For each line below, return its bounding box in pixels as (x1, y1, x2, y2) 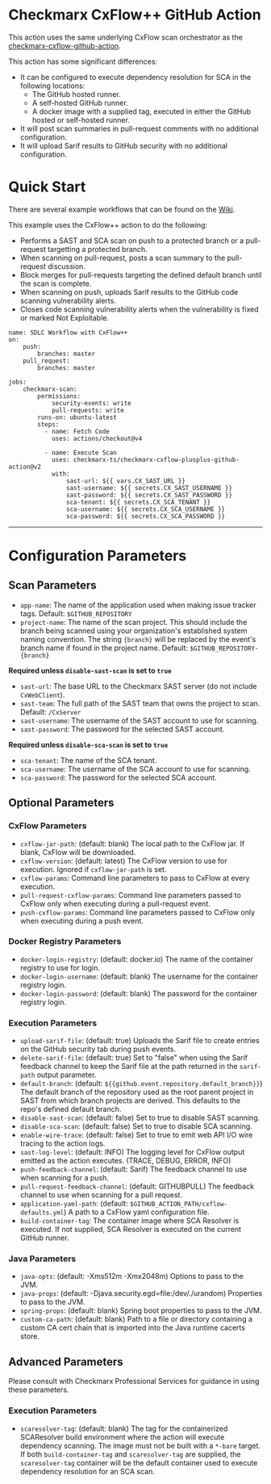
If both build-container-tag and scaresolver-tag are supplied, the (19, 1449, 241, 1459)
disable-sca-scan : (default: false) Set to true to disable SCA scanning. (19, 1121, 252, 1131)
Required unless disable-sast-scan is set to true (8, 665, 172, 675)
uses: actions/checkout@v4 (51, 434, 143, 442)
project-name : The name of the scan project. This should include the (19, 617, 248, 627)
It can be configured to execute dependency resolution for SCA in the (19, 72, 252, 82)
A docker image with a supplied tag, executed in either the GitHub (31, 107, 252, 116)
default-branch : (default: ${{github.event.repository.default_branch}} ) (19, 1079, 263, 1088)
